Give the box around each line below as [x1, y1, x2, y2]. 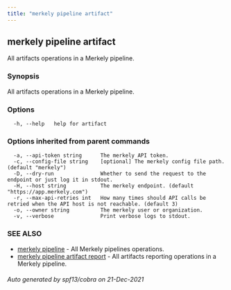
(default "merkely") [7, 164, 67, 171]
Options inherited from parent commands [7, 136, 151, 146]
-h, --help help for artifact [13, 121, 108, 128]
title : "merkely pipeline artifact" [7, 10, 113, 17]
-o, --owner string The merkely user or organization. [13, 207, 203, 214]
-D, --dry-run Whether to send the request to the [13, 171, 207, 178]
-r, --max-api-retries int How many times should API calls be [13, 195, 207, 202]
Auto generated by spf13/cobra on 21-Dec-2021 [7, 275, 144, 284]
